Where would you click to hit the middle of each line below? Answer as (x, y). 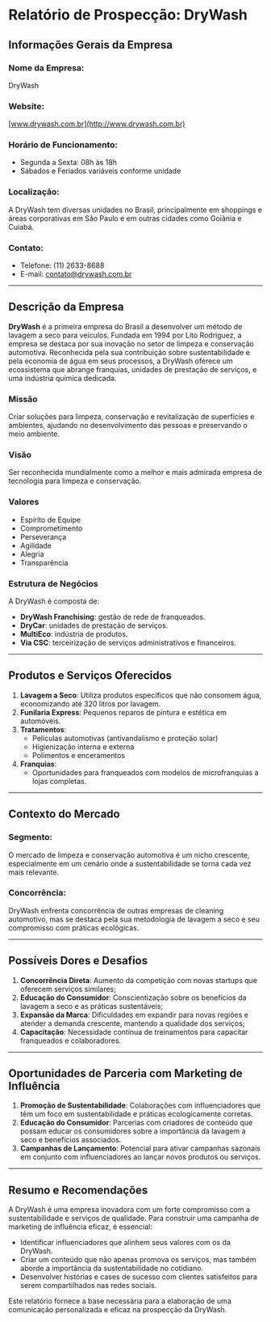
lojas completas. (59, 781)
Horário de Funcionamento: (63, 145)
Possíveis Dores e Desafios (78, 961)
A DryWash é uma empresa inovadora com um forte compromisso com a (129, 1210)
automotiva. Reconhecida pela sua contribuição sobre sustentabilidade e (129, 352)
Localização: (34, 192)
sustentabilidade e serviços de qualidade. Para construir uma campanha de (134, 1218)
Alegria (32, 554)
